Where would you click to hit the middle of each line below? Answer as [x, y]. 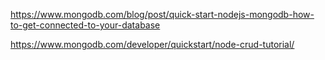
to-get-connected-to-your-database [85, 25]
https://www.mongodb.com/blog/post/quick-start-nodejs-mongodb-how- [162, 14]
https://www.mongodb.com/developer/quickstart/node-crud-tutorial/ [152, 44]
